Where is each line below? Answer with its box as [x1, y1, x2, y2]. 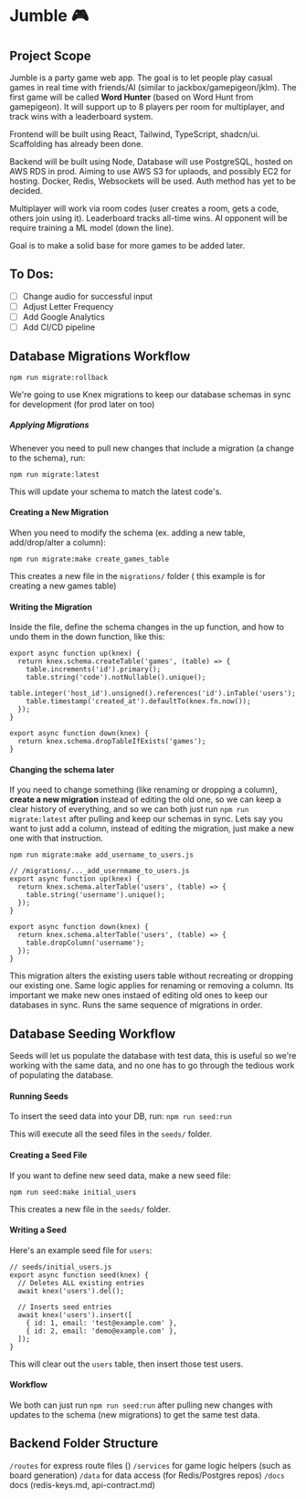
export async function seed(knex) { [9, 1270, 149, 1280]
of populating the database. [9, 1070, 114, 1081]
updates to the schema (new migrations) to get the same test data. [9, 1409, 260, 1420]
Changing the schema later [9, 764, 115, 775]
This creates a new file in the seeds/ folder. [9, 1203, 171, 1214]
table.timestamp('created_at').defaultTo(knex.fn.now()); [26, 697, 251, 706]
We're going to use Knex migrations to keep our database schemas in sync [9, 388, 291, 400]
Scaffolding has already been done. [9, 139, 143, 149]
